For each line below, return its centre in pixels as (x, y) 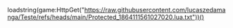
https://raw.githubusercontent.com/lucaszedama (155, 10)
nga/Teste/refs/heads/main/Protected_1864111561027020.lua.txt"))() (106, 17)
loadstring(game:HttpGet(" (46, 10)
